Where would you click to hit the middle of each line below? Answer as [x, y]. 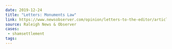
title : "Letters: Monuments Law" [41, 15]
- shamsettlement [26, 34]
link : [11, 19]
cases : [12, 29]
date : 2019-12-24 [24, 10]
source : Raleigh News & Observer [41, 24]
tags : [11, 39]
